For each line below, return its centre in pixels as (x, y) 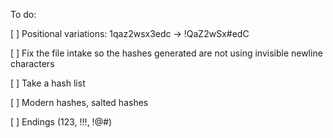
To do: (23, 14)
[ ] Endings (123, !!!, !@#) (61, 122)
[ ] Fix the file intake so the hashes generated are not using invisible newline (166, 53)
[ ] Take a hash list (48, 83)
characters (32, 63)
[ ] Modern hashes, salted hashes (79, 102)
